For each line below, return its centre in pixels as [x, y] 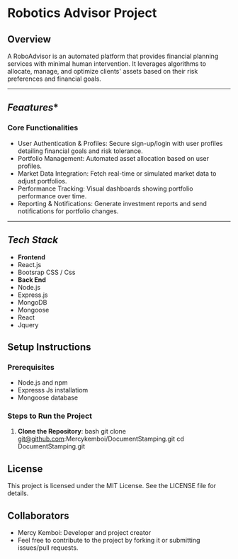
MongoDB [32, 302]
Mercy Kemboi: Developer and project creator [84, 533]
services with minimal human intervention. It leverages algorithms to [107, 64]
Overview [29, 39]
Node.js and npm [42, 383]
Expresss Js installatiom [53, 390]
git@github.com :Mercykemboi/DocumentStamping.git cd [101, 439]
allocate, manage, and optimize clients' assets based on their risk [103, 71]
